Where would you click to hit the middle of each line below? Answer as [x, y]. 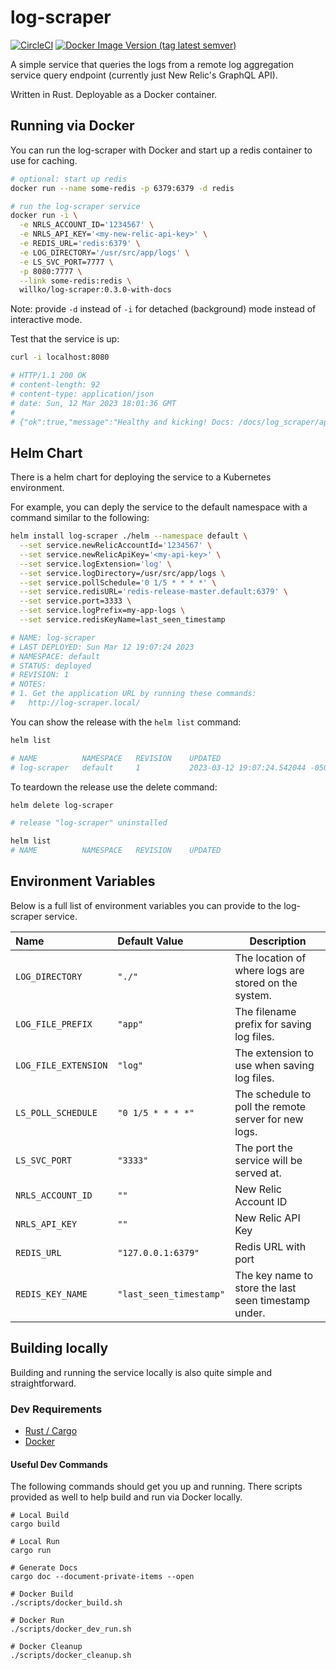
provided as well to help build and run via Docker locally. [126, 1497]
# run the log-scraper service [75, 206]
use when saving [274, 1065]
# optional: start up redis [69, 179]
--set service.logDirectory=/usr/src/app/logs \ [122, 573]
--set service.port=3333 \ [75, 601]
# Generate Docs [44, 1568]
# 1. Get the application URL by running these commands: [133, 694]
